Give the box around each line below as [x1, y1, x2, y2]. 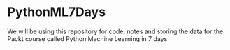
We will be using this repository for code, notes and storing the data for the [7, 27, 224, 35]
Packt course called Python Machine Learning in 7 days [7, 34, 168, 42]
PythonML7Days [7, 4, 106, 20]
